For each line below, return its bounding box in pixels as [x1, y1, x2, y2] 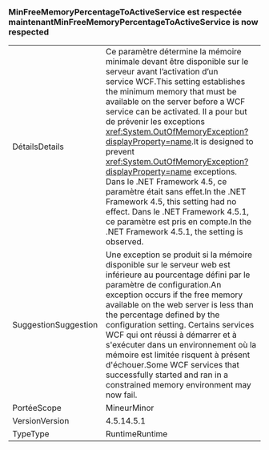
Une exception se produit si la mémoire [105, 249, 253, 260]
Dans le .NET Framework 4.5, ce [105, 176, 227, 187]
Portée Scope [12, 403, 62, 414]
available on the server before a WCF [105, 96, 246, 107]
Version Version [12, 416, 70, 427]
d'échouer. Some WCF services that [105, 360, 240, 371]
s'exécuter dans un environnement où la [105, 340, 257, 351]
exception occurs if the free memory [105, 289, 243, 300]
